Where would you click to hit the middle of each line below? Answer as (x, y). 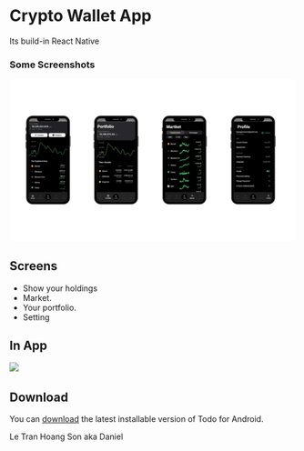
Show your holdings (60, 288)
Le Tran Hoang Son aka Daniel (66, 436)
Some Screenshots (52, 65)
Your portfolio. (50, 307)
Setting (36, 317)
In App (29, 345)
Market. (37, 297)
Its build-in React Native (55, 41)
